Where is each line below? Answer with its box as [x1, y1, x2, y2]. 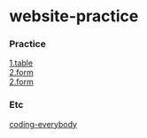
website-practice [9, 6, 139, 27]
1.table [9, 57, 34, 68]
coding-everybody [9, 119, 78, 129]
